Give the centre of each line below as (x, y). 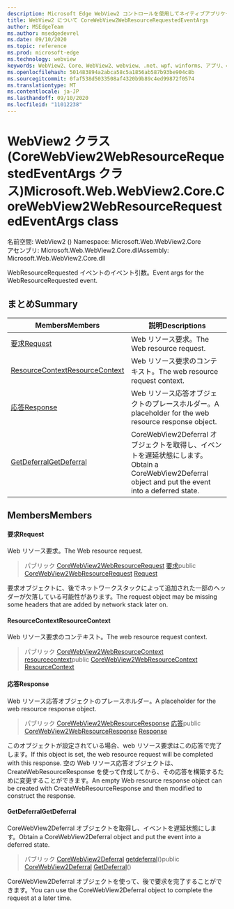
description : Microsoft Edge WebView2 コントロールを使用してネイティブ (106, 14)
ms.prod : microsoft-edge (43, 53)
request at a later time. (39, 898)
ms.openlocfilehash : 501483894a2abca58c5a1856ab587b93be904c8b (101, 72)
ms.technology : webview (42, 59)
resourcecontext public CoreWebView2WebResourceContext (111, 660)
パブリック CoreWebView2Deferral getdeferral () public (102, 859)
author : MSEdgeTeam (36, 27)
